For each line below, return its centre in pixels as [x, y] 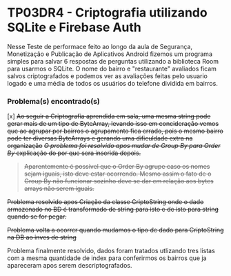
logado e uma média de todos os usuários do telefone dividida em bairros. [113, 83]
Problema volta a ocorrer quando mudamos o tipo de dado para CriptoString [115, 230]
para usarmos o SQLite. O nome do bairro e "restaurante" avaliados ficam [112, 68]
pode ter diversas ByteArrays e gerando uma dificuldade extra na [100, 138]
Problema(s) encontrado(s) [53, 101]
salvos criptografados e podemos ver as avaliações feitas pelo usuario [108, 76]
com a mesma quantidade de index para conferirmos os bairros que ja [107, 258]
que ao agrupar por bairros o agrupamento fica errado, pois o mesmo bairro [115, 131]
